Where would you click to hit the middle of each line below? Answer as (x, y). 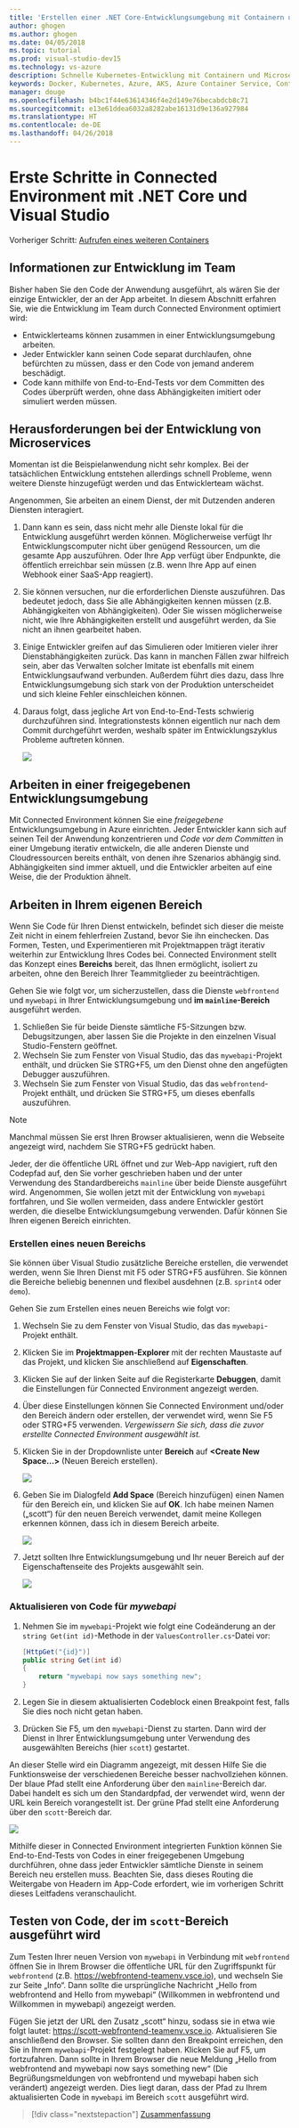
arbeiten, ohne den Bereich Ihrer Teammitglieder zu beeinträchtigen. (135, 974)
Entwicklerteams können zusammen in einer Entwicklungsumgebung (149, 335)
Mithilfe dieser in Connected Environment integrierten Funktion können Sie (146, 1846)
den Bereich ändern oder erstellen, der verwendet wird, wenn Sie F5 (147, 1416)
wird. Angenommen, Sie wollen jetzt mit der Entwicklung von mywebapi (137, 1192)
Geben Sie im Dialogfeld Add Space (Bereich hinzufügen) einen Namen (153, 1495)
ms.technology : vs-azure (55, 68)
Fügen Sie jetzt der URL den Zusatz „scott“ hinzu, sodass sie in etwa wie (142, 2021)
